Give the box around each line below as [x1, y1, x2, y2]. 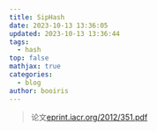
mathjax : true [9, 62, 62, 71]
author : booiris [9, 86, 69, 95]
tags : [9, 37, 29, 47]
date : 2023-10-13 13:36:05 [9, 21, 108, 30]
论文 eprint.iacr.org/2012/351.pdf [30, 112, 148, 122]
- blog [17, 78, 41, 87]
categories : [9, 70, 53, 79]
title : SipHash [9, 12, 65, 22]
